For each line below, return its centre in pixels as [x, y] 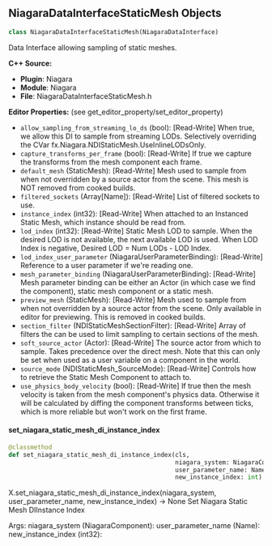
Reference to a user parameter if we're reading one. [106, 265]
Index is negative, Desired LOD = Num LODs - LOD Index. [116, 248]
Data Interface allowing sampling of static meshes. [93, 47]
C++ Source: [30, 63]
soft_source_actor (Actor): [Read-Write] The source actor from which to [140, 343]
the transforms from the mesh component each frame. [111, 162]
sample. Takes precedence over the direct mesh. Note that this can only [140, 351]
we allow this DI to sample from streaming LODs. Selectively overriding [138, 136]
